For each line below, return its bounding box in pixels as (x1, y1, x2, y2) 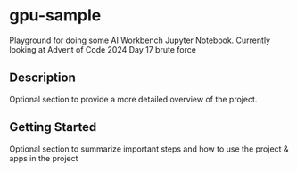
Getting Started (9, 119, 97, 135)
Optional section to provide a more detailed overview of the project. (9, 94, 258, 104)
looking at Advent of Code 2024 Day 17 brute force (9, 44, 196, 54)
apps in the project (9, 152, 78, 163)
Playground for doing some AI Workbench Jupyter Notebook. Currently (9, 35, 270, 45)
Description (9, 70, 76, 86)
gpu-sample (9, 5, 102, 26)
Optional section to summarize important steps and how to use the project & (9, 143, 289, 154)
